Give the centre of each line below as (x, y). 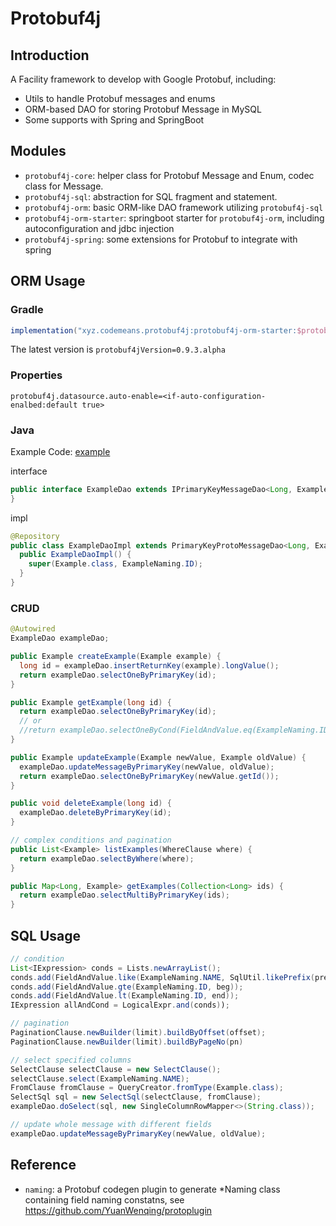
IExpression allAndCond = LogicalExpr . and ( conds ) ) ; (120, 1005)
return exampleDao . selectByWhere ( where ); (107, 858)
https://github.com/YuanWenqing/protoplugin (118, 1210)
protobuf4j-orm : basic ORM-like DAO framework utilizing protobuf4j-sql (174, 207)
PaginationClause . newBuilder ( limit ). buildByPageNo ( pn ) (127, 1042)
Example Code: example (60, 451)
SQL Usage (46, 935)
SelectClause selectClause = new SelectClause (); (116, 1069)
